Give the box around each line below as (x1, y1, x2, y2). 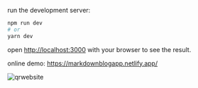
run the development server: (7, 6, 91, 14)
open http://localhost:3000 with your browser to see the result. (7, 45, 192, 54)
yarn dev (7, 32, 33, 39)
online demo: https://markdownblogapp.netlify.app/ (7, 59, 158, 68)
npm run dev (7, 20, 43, 27)
